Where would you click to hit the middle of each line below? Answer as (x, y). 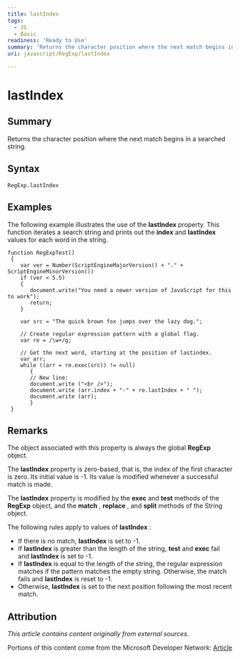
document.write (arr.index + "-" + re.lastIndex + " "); (116, 390)
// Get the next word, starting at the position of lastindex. (116, 353)
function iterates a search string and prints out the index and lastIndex (112, 232)
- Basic (25, 34)
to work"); (24, 296)
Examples (30, 207)
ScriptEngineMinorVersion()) (51, 271)
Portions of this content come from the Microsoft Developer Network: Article (120, 648)
